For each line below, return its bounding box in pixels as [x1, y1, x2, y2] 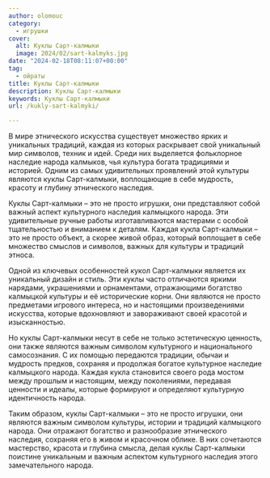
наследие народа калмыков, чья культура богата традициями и [8, 157, 230, 167]
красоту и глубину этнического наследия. [8, 183, 154, 192]
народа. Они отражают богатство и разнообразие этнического [8, 426, 228, 436]
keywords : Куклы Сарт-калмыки [8, 95, 111, 103]
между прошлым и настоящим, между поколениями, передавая [8, 376, 232, 386]
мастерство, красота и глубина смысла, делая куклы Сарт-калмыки [8, 443, 245, 453]
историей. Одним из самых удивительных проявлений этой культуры [8, 166, 249, 176]
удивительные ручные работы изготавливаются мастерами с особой [8, 216, 249, 226]
